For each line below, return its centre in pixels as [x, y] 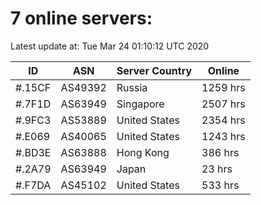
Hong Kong [143, 152]
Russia [132, 87]
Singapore [140, 104]
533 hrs [220, 185]
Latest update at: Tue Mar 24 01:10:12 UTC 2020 [110, 46]
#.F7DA [33, 185]
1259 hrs [223, 87]
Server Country [154, 70]
